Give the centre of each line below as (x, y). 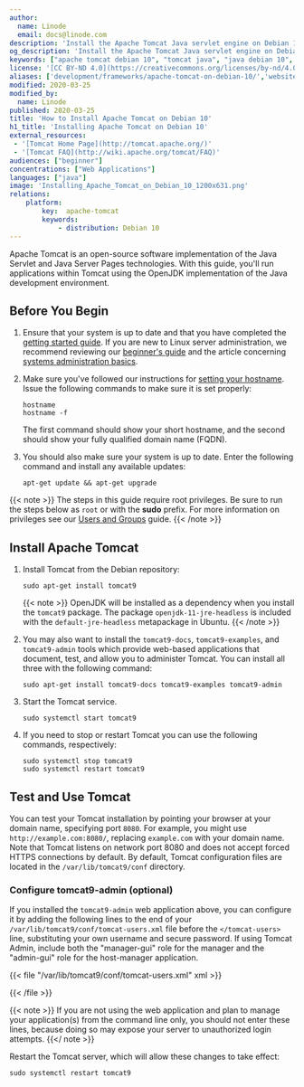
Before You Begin (59, 311)
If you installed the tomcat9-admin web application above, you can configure (151, 910)
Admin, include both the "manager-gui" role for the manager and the (137, 948)
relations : (30, 194)
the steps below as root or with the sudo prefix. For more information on (145, 510)
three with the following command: (87, 668)
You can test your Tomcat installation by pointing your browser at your (140, 818)
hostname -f (45, 413)
